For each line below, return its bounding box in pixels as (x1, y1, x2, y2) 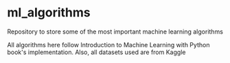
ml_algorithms (7, 5, 91, 21)
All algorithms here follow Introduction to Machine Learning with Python (7, 40, 210, 49)
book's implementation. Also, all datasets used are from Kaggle (7, 48, 186, 56)
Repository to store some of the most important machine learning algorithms (7, 27, 223, 36)
